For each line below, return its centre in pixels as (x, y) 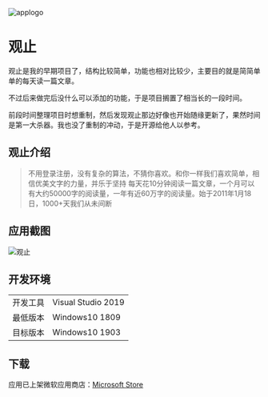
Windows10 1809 (87, 318)
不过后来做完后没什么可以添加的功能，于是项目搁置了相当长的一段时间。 (127, 98)
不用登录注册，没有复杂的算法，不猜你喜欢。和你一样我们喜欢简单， (140, 173)
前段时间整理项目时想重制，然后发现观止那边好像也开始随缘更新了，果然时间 (134, 114)
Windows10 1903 (87, 332)
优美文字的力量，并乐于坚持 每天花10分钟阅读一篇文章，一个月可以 (145, 183)
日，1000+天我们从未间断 (70, 203)
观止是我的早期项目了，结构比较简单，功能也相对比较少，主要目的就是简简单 (134, 70)
